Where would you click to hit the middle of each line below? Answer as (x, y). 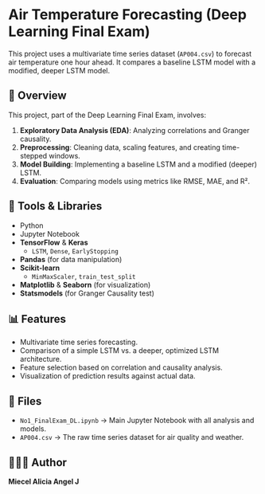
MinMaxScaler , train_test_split (84, 276)
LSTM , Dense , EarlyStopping (75, 251)
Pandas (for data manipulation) (71, 259)
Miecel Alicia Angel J (44, 481)
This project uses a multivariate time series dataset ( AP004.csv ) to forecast (130, 53)
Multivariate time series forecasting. (78, 342)
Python (31, 225)
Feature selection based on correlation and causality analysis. (121, 367)
